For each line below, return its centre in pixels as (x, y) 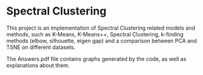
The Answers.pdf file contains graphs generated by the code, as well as (96, 59)
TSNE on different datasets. (41, 47)
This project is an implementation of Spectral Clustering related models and (101, 28)
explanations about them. (38, 65)
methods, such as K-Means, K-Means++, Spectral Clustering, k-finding (95, 34)
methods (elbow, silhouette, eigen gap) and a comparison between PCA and (101, 41)
